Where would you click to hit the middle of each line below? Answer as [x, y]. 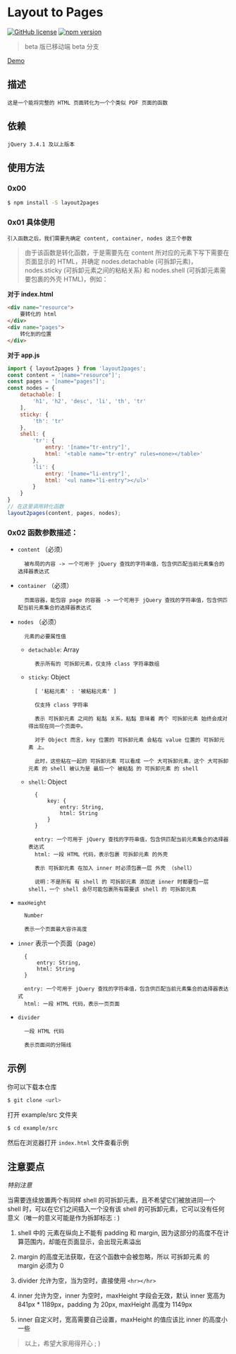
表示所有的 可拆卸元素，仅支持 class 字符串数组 [97, 664]
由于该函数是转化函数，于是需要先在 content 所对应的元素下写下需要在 [127, 253]
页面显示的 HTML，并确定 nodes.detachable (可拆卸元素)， [111, 262]
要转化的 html [38, 314]
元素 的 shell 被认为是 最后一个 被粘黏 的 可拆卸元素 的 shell [113, 769]
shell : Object [47, 782]
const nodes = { [31, 388]
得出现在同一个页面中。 [57, 727]
